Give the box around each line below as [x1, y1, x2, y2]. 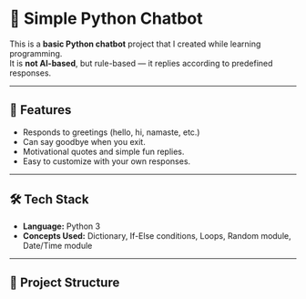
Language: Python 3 [22, 221, 101, 232]
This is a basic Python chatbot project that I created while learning [9, 38, 261, 49]
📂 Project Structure [9, 274, 120, 290]
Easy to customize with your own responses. [22, 155, 191, 167]
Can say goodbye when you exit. [22, 136, 146, 147]
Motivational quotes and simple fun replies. [22, 146, 185, 157]
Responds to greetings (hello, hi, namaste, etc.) [22, 127, 200, 138]
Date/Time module [22, 240, 93, 251]
